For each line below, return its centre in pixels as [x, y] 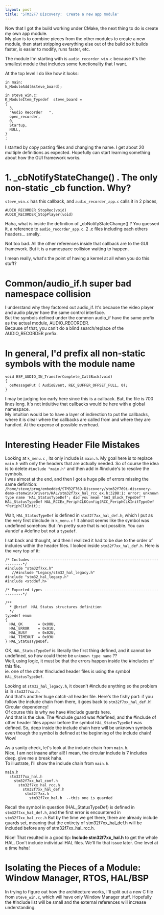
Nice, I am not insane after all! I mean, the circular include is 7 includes [76, 753]
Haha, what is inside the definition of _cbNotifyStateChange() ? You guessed [82, 224]
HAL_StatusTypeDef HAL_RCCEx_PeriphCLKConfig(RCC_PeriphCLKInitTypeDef [80, 502]
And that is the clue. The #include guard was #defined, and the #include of [81, 717]
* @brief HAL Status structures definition [56, 607]
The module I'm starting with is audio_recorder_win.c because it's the [75, 58]
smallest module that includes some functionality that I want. [66, 64]
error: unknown [143, 494]
